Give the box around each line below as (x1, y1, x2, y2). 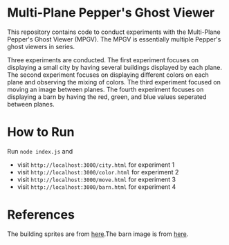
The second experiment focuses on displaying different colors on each (7, 71, 209, 79)
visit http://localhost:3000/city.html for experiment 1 (17, 161, 175, 169)
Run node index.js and (7, 147, 73, 155)
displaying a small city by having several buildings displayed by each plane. (7, 63, 223, 71)
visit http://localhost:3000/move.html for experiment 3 (17, 175, 176, 183)
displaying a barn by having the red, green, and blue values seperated (7, 92, 207, 101)
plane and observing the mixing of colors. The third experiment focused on (7, 78, 221, 86)
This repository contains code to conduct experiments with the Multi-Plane (7, 28, 221, 36)
